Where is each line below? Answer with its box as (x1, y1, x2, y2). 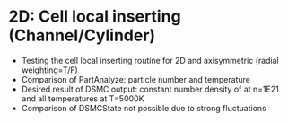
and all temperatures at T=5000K (21, 92, 144, 104)
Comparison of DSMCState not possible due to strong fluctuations (21, 102, 266, 113)
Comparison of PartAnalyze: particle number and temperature (21, 74, 250, 84)
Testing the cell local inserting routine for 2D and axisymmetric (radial (21, 55, 279, 65)
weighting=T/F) (21, 65, 78, 75)
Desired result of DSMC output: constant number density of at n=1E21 (21, 83, 279, 94)
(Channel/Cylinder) (8, 25, 156, 46)
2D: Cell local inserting (8, 6, 181, 27)
